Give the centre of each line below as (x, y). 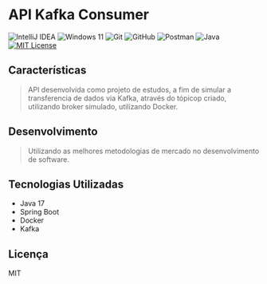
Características (47, 71)
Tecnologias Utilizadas (66, 184)
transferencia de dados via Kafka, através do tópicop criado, (127, 98)
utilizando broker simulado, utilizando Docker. (103, 106)
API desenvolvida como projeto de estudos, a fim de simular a (130, 89)
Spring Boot (39, 212)
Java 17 (32, 203)
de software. (49, 159)
